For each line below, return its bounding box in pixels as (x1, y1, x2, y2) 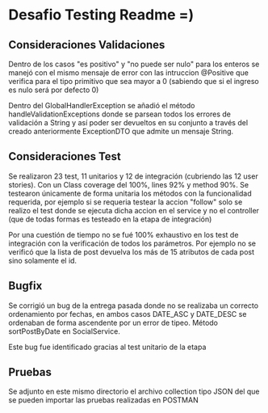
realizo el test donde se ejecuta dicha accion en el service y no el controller (8, 205, 260, 215)
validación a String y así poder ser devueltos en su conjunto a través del (8, 118, 249, 127)
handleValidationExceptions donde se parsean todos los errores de (8, 109, 232, 119)
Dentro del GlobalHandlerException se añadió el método (8, 101, 195, 110)
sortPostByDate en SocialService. (8, 326, 121, 336)
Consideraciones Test (8, 150, 121, 163)
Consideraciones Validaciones (8, 38, 165, 52)
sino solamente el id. (8, 255, 77, 265)
